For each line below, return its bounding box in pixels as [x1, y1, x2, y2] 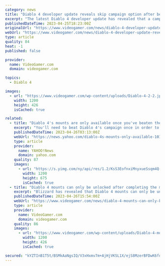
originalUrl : [5, 26, 32, 31]
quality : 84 [5, 39, 29, 44]
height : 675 [23, 175, 48, 180]
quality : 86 [14, 221, 38, 227]
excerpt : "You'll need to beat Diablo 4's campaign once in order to [14, 125, 160, 131]
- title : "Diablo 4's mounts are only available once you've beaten [9, 121, 153, 126]
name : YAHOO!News [18, 148, 54, 153]
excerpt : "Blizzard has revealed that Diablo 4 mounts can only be [14, 189, 155, 195]
